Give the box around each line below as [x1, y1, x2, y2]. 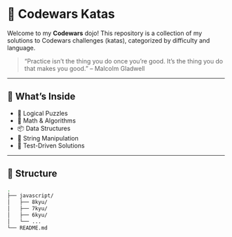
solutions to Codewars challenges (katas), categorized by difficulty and [7, 36, 211, 44]
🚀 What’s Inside [7, 91, 76, 103]
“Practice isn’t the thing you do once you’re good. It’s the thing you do [23, 56, 223, 65]
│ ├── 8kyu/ [7, 199, 48, 206]
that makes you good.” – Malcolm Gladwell [23, 64, 145, 72]
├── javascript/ [7, 192, 54, 199]
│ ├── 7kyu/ [7, 205, 48, 212]
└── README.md [7, 224, 48, 231]
